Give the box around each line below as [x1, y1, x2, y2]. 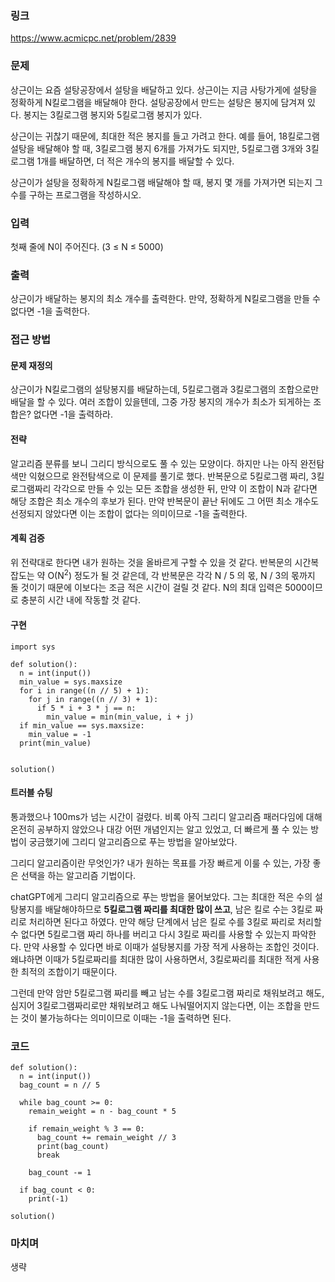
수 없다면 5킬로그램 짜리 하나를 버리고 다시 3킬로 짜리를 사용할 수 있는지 [10, 928, 290, 940]
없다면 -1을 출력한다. [10, 305, 91, 317]
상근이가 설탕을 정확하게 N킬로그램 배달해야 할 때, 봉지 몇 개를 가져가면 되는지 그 [10, 176, 323, 188]
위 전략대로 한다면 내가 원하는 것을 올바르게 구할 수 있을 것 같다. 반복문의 [10, 556, 293, 568]
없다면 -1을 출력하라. [33, 408, 113, 421]
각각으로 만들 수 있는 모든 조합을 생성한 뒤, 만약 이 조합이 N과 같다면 [53, 482, 318, 494]
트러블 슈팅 [10, 787, 53, 799]
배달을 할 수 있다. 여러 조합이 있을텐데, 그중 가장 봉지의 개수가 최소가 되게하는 [10, 396, 312, 408]
